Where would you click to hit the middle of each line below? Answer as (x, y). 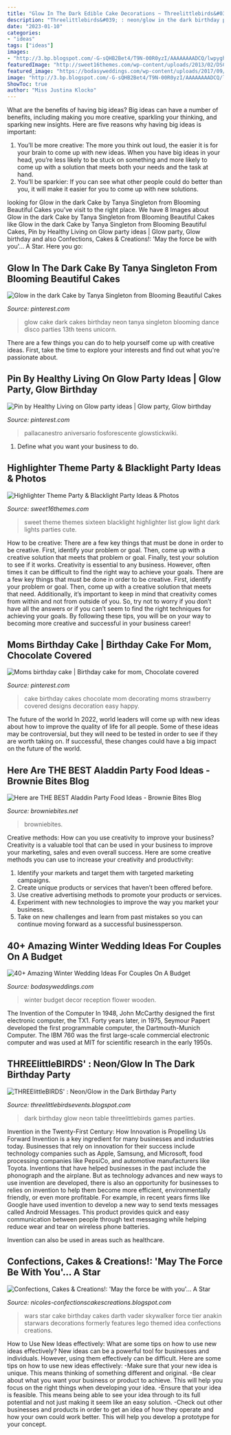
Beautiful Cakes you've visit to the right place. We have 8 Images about (108, 210)
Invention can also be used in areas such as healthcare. (86, 1239)
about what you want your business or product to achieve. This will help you (115, 1380)
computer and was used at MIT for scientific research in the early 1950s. (110, 1043)
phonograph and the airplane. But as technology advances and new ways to (115, 1175)
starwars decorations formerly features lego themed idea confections (122, 1323)
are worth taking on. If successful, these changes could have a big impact (112, 742)
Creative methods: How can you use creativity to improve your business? (111, 838)
